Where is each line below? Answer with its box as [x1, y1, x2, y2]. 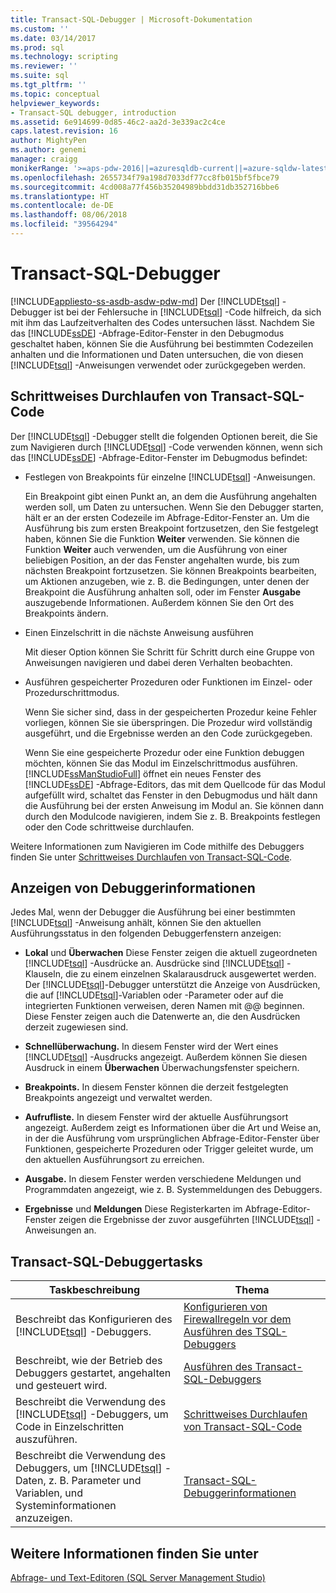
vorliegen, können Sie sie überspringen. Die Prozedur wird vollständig [24, 716, 313, 728]
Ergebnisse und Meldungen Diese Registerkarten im [24, 1203, 243, 1215]
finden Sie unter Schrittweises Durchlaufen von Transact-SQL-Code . [10, 851, 293, 863]
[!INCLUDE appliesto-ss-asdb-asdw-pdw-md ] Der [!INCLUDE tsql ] [10, 295, 280, 307]
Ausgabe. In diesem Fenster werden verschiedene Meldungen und [24, 1173, 302, 1185]
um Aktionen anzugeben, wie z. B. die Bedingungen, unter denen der [24, 575, 310, 587]
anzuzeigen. [15, 1511, 73, 1525]
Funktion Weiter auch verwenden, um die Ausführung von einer [24, 543, 288, 555]
